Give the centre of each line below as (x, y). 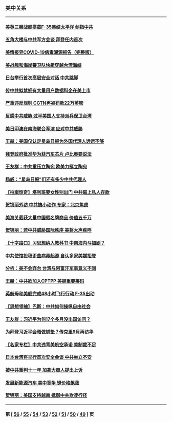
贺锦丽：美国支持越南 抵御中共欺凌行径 (46, 395)
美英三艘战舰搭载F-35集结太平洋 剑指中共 (49, 27)
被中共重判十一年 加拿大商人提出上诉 (44, 370)
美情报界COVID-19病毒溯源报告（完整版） (50, 52)
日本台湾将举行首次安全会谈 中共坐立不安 (49, 357)
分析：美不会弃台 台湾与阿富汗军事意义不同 (51, 268)
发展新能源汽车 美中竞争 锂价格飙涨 (42, 382)
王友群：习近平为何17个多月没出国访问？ (48, 319)
